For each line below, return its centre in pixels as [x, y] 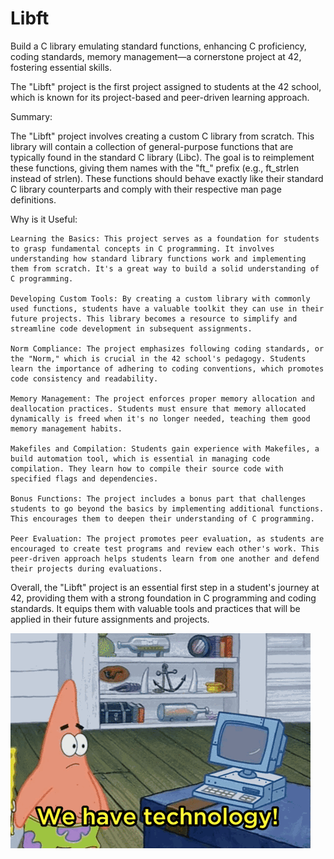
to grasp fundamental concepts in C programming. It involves [142, 248]
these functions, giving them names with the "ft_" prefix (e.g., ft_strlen [155, 168]
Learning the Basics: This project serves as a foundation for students [165, 238]
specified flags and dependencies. [84, 478]
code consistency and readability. [84, 378]
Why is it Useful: [44, 219]
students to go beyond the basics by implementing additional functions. [167, 508]
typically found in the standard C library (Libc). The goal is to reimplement [162, 157]
